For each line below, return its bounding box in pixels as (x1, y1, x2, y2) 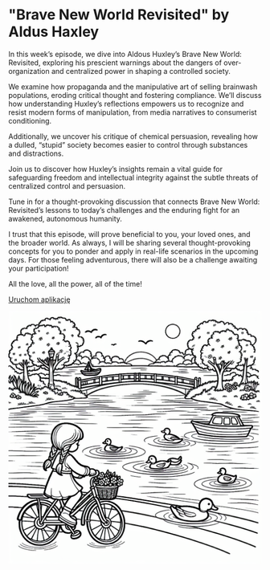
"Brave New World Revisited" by (8, 6, 230, 24)
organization (8, 66, 50, 75)
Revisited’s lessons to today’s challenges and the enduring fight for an (8, 205, 240, 214)
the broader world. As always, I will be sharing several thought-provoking (8, 238, 251, 247)
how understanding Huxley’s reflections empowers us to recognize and (8, 99, 244, 108)
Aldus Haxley (8, 22, 99, 41)
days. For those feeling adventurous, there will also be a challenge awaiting (8, 254, 258, 264)
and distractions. (8, 149, 64, 158)
